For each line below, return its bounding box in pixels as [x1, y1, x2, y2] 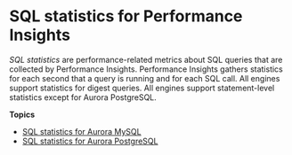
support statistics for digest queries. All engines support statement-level [9, 82, 275, 93]
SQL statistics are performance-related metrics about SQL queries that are [9, 54, 283, 65]
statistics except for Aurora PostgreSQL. [9, 91, 158, 103]
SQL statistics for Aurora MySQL [21, 126, 142, 136]
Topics [9, 109, 36, 120]
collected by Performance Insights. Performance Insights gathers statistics [9, 64, 283, 74]
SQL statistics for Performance [9, 6, 243, 27]
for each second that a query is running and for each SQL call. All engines [9, 73, 280, 83]
